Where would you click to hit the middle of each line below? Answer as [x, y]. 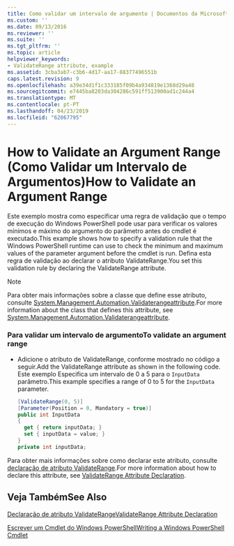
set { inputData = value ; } [65, 434]
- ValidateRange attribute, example [60, 66]
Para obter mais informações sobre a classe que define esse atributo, [107, 295]
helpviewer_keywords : [39, 59]
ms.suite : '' [26, 40]
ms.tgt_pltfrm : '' [34, 46]
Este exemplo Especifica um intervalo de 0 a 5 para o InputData [108, 374]
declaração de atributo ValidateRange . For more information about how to [112, 468]
